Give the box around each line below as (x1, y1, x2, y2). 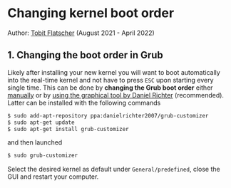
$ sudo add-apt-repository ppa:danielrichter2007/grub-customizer (7, 112, 209, 119)
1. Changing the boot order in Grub (7, 49, 164, 61)
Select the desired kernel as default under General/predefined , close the (7, 165, 220, 174)
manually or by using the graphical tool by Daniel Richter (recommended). (7, 90, 225, 99)
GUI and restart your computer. (7, 172, 99, 181)
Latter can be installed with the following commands (7, 98, 161, 107)
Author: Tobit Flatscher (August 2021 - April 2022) (7, 28, 155, 37)
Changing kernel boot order (7, 5, 175, 21)
